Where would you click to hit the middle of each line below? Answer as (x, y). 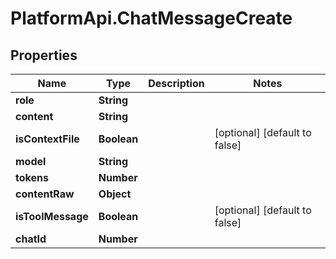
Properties (44, 55)
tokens (32, 177)
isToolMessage (52, 216)
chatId (31, 239)
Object (115, 194)
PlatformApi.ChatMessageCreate (151, 18)
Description (176, 83)
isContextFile (47, 139)
